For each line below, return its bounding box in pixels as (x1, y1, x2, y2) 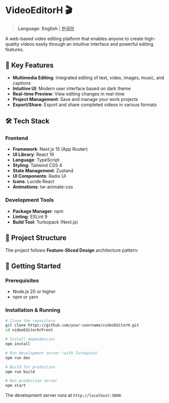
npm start (5, 383, 26, 388)
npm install (5, 342, 30, 347)
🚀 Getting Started (5, 261, 61, 270)
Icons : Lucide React (12, 179, 55, 185)
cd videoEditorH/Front (5, 327, 53, 333)
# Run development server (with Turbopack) (5, 350, 99, 356)
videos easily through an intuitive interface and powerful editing (20, 41, 153, 47)
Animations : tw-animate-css (12, 184, 73, 190)
